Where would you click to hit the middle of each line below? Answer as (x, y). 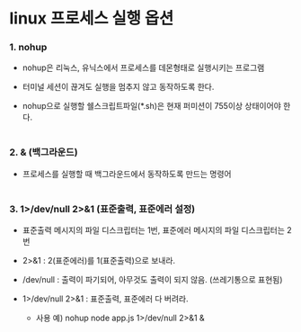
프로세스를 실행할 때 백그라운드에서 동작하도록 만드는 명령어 (127, 174)
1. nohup (28, 48)
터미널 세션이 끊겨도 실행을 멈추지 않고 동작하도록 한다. (118, 87)
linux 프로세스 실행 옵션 (92, 18)
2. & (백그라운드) (44, 152)
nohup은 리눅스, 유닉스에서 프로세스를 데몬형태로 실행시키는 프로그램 (143, 67)
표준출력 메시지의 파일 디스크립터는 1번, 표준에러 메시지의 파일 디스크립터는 (154, 230)
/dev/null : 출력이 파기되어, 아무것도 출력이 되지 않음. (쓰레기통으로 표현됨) (152, 280)
